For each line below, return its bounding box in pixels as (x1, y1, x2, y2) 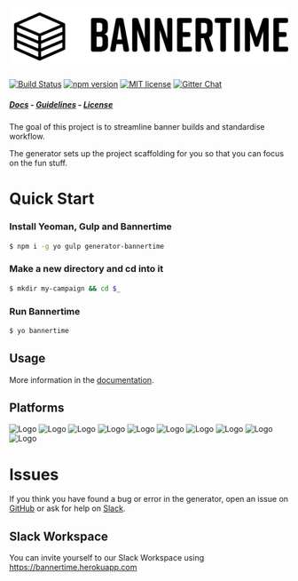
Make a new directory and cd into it (9, 263, 164, 275)
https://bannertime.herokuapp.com (9, 562, 137, 573)
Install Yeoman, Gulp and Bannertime (9, 220, 173, 233)
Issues (9, 465, 59, 484)
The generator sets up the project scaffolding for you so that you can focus (9, 148, 285, 159)
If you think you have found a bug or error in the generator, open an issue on (9, 494, 289, 505)
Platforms (9, 400, 65, 415)
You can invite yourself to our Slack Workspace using (9, 553, 205, 563)
